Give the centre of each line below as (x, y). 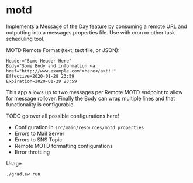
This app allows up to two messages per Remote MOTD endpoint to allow (94, 92)
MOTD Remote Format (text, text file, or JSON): (63, 50)
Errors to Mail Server (39, 133)
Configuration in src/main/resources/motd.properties (79, 127)
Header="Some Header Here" (39, 61)
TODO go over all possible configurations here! (63, 116)
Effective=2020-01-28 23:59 (40, 76)
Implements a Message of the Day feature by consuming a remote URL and (96, 26)
